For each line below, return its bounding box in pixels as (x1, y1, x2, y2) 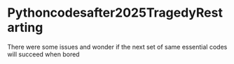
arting (7, 19, 43, 35)
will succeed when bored (7, 50, 80, 58)
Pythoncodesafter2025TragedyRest (7, 5, 223, 21)
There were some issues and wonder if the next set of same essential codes (7, 42, 228, 51)
